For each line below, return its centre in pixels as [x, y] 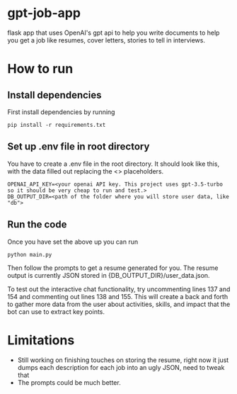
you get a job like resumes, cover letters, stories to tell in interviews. [106, 40]
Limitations [41, 340]
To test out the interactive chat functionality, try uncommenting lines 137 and [119, 289]
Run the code [37, 225]
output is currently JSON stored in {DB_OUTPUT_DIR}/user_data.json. [109, 275]
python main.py [30, 254]
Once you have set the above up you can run [73, 242]
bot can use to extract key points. [56, 311]
